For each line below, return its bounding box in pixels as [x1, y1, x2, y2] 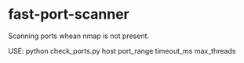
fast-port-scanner [8, 5, 129, 23]
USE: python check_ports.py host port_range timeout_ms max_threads [8, 46, 236, 55]
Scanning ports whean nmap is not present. [8, 31, 150, 40]
